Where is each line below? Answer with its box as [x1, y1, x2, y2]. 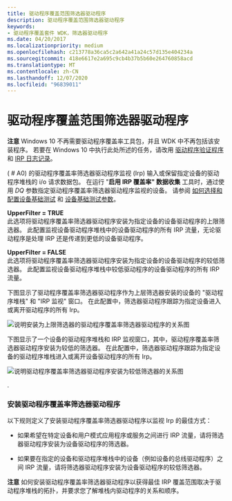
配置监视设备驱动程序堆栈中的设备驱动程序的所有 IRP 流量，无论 [32, 226, 215, 234]
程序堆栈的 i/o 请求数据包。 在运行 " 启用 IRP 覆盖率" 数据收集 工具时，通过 [7, 178, 219, 186]
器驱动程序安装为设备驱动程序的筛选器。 [17, 440, 133, 448]
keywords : [7, 23, 36, 30]
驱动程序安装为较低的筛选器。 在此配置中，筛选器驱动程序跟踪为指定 [19, 344, 215, 352]
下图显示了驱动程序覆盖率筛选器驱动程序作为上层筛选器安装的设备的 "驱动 [7, 289, 217, 297]
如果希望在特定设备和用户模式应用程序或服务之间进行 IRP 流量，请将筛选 [17, 431, 224, 439]
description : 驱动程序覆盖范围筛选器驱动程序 [7, 17, 125, 24]
